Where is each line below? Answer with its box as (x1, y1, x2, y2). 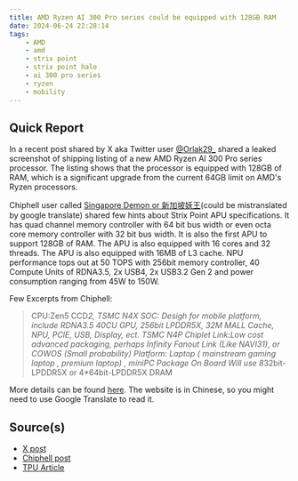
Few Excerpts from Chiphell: (9, 293, 113, 304)
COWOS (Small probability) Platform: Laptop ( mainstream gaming (30, 349, 277, 359)
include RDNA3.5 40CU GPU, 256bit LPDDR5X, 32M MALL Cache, (30, 320, 275, 331)
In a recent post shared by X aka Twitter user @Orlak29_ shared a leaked (9, 144, 277, 155)
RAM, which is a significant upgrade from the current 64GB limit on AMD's (9, 172, 282, 183)
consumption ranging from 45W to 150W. (9, 277, 160, 287)
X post (21, 444, 47, 454)
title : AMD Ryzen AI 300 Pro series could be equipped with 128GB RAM (9, 12, 277, 22)
